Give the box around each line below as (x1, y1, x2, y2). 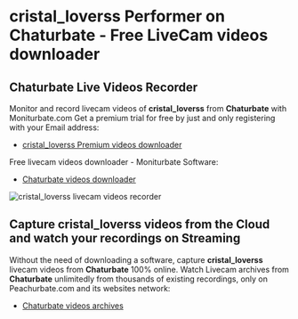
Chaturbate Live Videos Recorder (9, 79, 198, 94)
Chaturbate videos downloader (21, 174, 136, 184)
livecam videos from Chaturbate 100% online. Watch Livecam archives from (9, 264, 289, 274)
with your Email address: (9, 122, 100, 133)
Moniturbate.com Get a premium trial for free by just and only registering (9, 113, 276, 123)
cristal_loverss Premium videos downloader (21, 140, 182, 150)
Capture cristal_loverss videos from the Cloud (9, 217, 270, 233)
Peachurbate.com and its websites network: (9, 282, 171, 293)
